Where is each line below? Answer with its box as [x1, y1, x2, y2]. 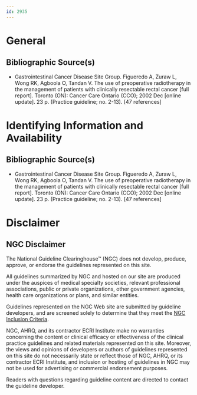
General [6, 34, 46, 47]
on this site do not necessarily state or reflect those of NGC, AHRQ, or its [6, 352, 183, 359]
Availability [6, 131, 63, 144]
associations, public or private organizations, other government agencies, [6, 285, 185, 292]
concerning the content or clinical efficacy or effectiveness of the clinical [6, 333, 184, 340]
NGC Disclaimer [6, 239, 66, 249]
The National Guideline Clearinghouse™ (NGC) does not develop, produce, [6, 255, 187, 262]
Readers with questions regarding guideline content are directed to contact [6, 376, 189, 383]
